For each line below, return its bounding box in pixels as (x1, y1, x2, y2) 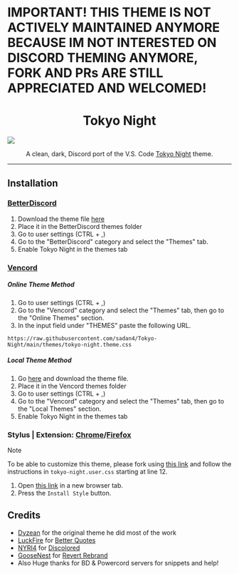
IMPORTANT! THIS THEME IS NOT (7, 4, 211, 21)
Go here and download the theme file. (17, 374, 129, 382)
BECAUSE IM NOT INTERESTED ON (7, 35, 217, 51)
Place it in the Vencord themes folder (17, 381, 127, 390)
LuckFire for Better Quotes (17, 535, 96, 544)
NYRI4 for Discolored (17, 543, 80, 552)
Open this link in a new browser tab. (17, 481, 123, 489)
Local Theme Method (7, 356, 72, 364)
